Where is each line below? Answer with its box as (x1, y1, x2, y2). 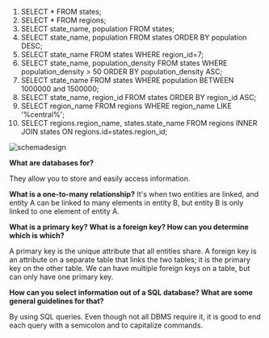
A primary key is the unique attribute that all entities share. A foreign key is (9, 246, 257, 256)
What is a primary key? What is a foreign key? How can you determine (9, 222, 249, 232)
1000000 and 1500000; (20, 84, 99, 94)
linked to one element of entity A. (9, 207, 120, 216)
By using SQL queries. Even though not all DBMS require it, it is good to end (9, 312, 261, 321)
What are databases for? (9, 158, 95, 168)
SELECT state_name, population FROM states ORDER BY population (20, 32, 247, 42)
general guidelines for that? (9, 296, 104, 306)
